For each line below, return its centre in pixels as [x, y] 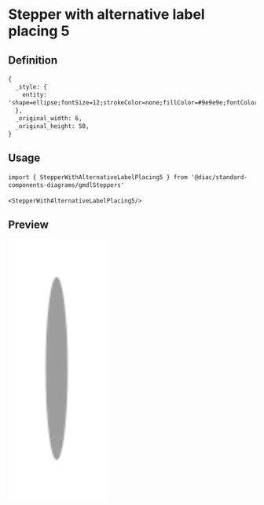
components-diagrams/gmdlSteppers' [66, 185]
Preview [29, 225]
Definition [33, 60]
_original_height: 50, [52, 126]
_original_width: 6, [49, 119]
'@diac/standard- [219, 177]
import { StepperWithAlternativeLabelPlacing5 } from [98, 177]
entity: [35, 95]
